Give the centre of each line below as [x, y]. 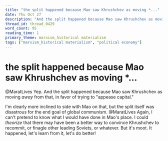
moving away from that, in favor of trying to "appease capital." [69, 97]
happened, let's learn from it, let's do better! [50, 133]
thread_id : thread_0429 [30, 24]
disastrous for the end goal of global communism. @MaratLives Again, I [79, 112]
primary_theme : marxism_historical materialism [56, 38]
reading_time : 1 [22, 33]
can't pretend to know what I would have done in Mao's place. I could [77, 117]
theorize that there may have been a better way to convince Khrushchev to [82, 122]
